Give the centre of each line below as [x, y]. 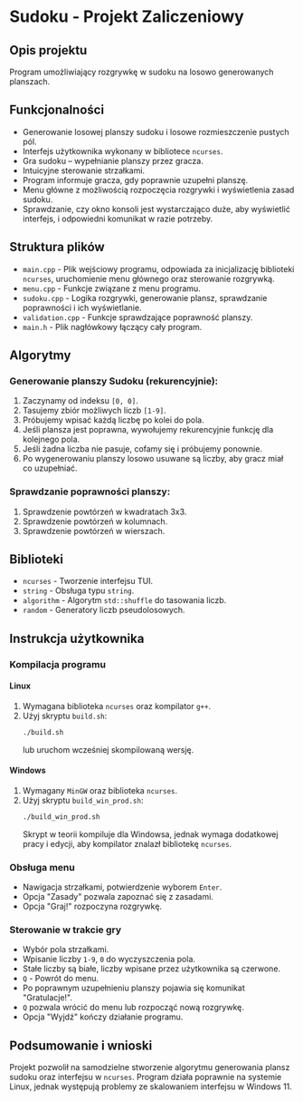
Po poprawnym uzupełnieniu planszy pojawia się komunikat [134, 988]
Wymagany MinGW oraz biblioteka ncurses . [100, 791]
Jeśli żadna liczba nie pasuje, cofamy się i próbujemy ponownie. [142, 449]
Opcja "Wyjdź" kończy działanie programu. [103, 1017]
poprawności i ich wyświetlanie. [82, 307]
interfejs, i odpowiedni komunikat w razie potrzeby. [118, 219]
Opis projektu [48, 50]
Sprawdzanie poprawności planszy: [90, 492]
